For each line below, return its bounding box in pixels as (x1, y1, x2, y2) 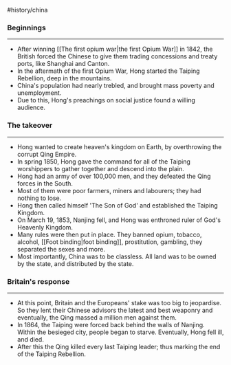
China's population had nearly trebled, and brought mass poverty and (16, 82, 214, 90)
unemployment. (16, 89, 62, 97)
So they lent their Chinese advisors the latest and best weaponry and (16, 306, 213, 314)
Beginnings (7, 23, 46, 32)
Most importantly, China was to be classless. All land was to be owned (16, 252, 217, 261)
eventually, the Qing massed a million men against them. (16, 313, 177, 322)
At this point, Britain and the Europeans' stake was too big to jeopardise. (16, 298, 222, 307)
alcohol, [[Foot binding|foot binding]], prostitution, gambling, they (16, 237, 203, 246)
